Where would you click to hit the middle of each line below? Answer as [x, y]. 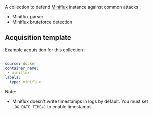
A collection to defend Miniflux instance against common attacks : [73, 7]
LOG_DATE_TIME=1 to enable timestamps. [53, 107]
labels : [13, 77]
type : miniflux [25, 82]
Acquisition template [38, 38]
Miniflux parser [28, 17]
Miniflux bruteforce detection [42, 22]
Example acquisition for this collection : [45, 50]
